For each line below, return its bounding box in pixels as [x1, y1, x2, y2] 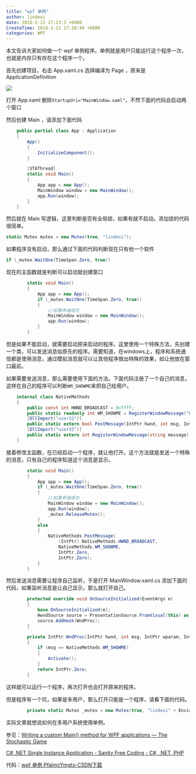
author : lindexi [6, 14, 45, 20]
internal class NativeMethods [16, 393, 90, 400]
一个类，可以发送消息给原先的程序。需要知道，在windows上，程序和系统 [6, 348, 181, 355]
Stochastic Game [6, 738, 47, 745]
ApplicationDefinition [6, 74, 57, 81]
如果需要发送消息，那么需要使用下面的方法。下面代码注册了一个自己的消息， [6, 375, 190, 382]
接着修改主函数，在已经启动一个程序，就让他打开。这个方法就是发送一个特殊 [6, 448, 190, 456]
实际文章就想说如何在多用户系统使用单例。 [6, 718, 108, 726]
